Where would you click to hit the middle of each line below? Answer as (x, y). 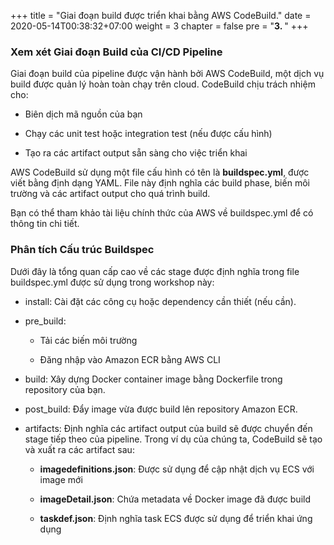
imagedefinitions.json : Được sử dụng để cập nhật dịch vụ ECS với (177, 469)
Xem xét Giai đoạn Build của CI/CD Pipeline (116, 52)
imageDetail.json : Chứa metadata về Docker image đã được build (175, 499)
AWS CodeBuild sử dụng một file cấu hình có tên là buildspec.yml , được (160, 172)
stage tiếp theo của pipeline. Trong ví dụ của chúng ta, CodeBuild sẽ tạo (173, 439)
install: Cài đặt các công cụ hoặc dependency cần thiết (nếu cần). (160, 301)
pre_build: (45, 321)
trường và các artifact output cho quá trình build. (110, 194)
